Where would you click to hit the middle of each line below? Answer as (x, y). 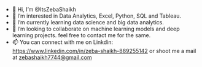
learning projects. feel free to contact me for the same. (81, 35)
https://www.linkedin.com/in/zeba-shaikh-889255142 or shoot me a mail (104, 51)
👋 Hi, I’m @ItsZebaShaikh (44, 9)
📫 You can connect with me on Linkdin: (63, 42)
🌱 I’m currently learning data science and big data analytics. (88, 22)
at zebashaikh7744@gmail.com (52, 57)
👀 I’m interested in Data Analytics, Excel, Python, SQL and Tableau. (97, 16)
